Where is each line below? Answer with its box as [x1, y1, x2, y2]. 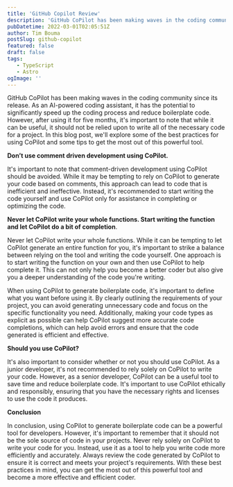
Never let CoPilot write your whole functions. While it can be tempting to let [7, 236, 223, 245]
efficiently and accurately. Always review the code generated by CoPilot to [7, 451, 221, 459]
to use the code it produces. [7, 395, 88, 403]
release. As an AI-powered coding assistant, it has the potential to [7, 101, 196, 110]
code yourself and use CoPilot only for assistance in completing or [7, 195, 198, 203]
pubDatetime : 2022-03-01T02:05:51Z [7, 23, 110, 30]
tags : [7, 56, 23, 63]
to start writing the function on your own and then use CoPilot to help [7, 258, 205, 267]
